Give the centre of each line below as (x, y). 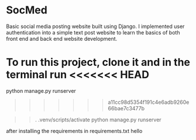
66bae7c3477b (126, 108)
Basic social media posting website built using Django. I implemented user (95, 26)
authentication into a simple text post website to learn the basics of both (93, 32)
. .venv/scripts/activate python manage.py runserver (98, 120)
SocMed (27, 10)
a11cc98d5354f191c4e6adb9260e (149, 102)
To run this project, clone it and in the (98, 62)
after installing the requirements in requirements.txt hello (74, 131)
